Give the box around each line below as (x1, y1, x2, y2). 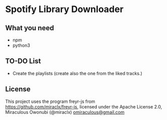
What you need (5, 24, 54, 32)
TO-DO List (5, 57, 41, 66)
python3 (12, 42, 30, 48)
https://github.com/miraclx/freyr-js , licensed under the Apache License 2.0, (5, 103, 162, 109)
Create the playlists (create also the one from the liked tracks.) (12, 70, 143, 76)
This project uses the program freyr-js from (5, 98, 95, 104)
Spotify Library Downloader (5, 4, 124, 15)
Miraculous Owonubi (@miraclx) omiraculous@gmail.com (5, 109, 125, 115)
